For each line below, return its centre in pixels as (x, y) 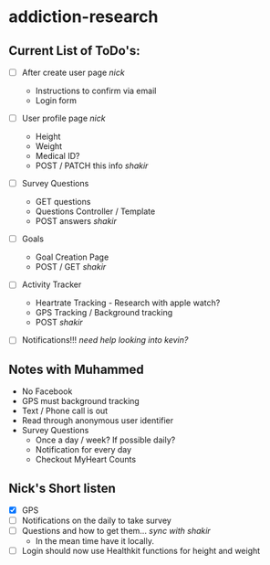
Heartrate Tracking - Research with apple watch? (128, 303)
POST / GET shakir (71, 267)
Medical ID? (57, 156)
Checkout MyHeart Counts (86, 460)
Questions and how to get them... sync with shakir (116, 531)
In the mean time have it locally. (94, 541)
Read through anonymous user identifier (98, 421)
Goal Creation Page (72, 257)
